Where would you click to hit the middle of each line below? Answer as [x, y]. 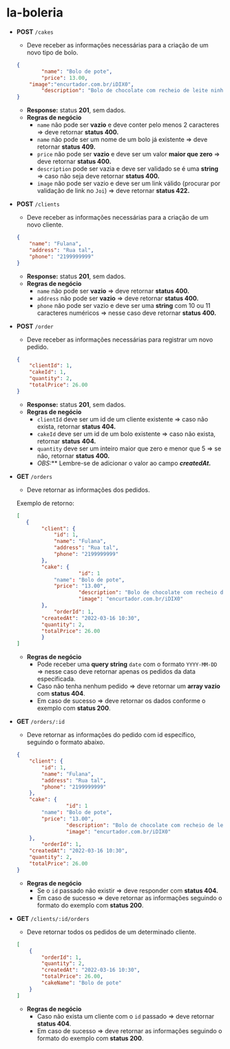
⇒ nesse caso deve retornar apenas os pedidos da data [116, 672]
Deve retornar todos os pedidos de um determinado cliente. [112, 932]
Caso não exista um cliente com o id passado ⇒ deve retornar [126, 1016]
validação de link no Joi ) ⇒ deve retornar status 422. [113, 191]
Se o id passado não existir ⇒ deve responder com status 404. [127, 891]
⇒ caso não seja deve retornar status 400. [98, 176]
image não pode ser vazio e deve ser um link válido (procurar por [129, 183]
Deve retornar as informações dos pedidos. [88, 490]
